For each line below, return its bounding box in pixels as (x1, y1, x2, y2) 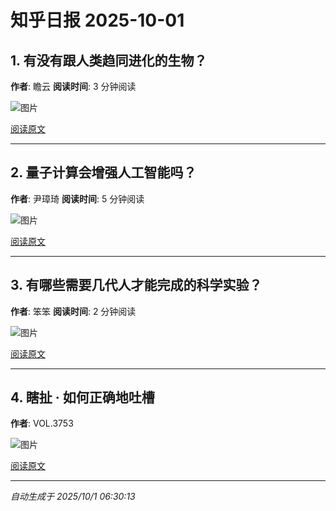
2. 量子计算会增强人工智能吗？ (10, 164, 197, 181)
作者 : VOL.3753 (10, 417, 74, 430)
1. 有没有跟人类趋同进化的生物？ (10, 52, 208, 69)
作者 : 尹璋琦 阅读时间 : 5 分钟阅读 (10, 192, 145, 205)
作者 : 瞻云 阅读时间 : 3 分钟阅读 (10, 81, 137, 92)
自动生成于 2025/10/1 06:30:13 (10, 491, 136, 503)
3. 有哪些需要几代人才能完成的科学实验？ (10, 277, 263, 294)
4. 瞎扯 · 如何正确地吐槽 (10, 389, 155, 406)
